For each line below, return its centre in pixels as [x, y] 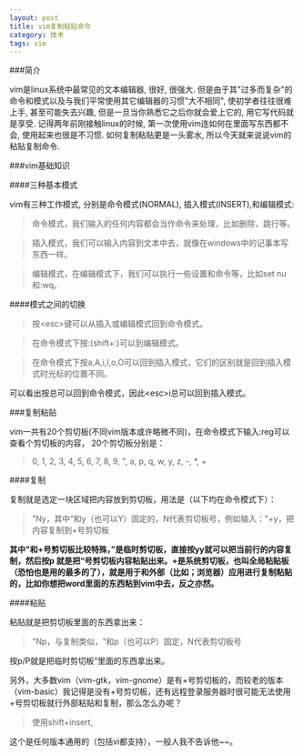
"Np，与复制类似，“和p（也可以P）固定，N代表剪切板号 [136, 641]
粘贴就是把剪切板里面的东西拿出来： [77, 622]
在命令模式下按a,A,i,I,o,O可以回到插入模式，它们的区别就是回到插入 [157, 362]
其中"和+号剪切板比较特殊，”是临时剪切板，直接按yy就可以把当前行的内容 [147, 549]
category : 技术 [37, 35]
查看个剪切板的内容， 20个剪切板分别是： [87, 443]
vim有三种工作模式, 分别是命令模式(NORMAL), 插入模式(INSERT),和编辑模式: [152, 205]
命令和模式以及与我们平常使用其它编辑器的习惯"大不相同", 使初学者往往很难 [151, 101]
